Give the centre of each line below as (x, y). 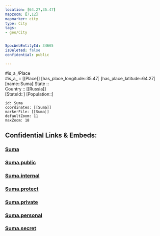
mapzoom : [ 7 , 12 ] (22, 14)
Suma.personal (24, 215)
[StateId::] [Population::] (29, 94)
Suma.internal (22, 176)
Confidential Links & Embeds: (51, 135)
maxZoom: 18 (17, 120)
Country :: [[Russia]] (26, 88)
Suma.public (21, 162)
